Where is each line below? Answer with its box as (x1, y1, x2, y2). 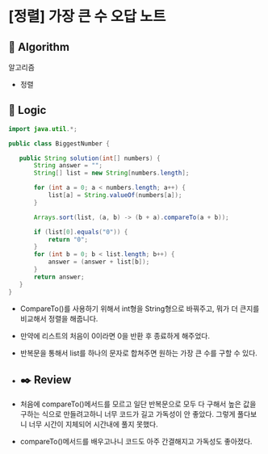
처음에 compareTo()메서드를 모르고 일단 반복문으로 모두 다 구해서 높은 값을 (19, 399, 257, 409)
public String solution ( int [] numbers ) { (19, 154, 161, 162)
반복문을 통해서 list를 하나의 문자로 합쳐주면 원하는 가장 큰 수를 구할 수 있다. (19, 348, 258, 358)
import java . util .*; (8, 124, 78, 133)
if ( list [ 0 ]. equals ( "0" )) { (33, 228, 128, 236)
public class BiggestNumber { (8, 139, 111, 148)
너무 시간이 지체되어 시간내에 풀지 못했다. (28, 419, 159, 429)
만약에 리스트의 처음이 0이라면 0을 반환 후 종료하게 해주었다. (19, 330, 210, 340)
